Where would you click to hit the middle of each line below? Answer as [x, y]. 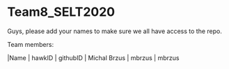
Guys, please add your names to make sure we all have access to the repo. [115, 31]
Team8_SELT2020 [61, 12]
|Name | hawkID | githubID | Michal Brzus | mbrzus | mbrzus [93, 58]
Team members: [31, 44]
